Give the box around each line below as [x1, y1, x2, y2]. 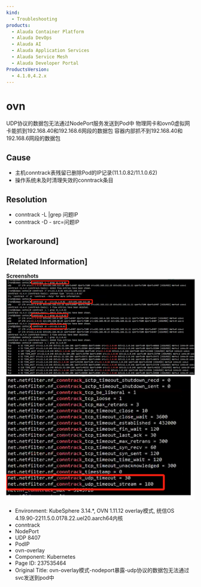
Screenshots [6, 272, 39, 279]
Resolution [6, 194, 47, 205]
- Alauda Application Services [11, 48, 90, 54]
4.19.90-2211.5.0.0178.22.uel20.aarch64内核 [14, 515, 124, 522]
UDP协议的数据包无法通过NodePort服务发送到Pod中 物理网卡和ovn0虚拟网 [6, 120, 190, 127]
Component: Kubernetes [14, 553, 76, 561]
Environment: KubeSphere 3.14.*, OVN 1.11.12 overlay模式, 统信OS [14, 507, 175, 515]
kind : [6, 10, 20, 16]
